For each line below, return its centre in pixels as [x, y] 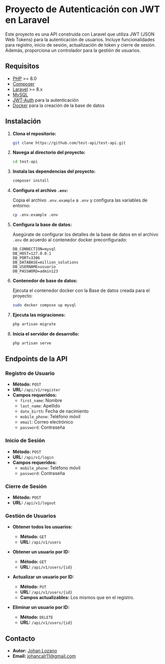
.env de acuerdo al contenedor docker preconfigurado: [70, 240]
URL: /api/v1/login [33, 457]
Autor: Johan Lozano [35, 651]
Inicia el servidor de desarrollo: [46, 334]
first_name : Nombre [41, 400]
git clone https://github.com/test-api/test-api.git [69, 143]
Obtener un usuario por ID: [41, 552]
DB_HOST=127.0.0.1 [32, 254]
